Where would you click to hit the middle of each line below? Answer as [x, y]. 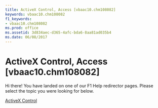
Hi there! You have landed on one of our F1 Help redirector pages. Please [79, 86]
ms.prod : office [22, 28]
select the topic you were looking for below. [50, 91]
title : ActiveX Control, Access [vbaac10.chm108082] [60, 10]
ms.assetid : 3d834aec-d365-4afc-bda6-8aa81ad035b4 [58, 33]
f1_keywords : [19, 19]
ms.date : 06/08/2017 [26, 37]
